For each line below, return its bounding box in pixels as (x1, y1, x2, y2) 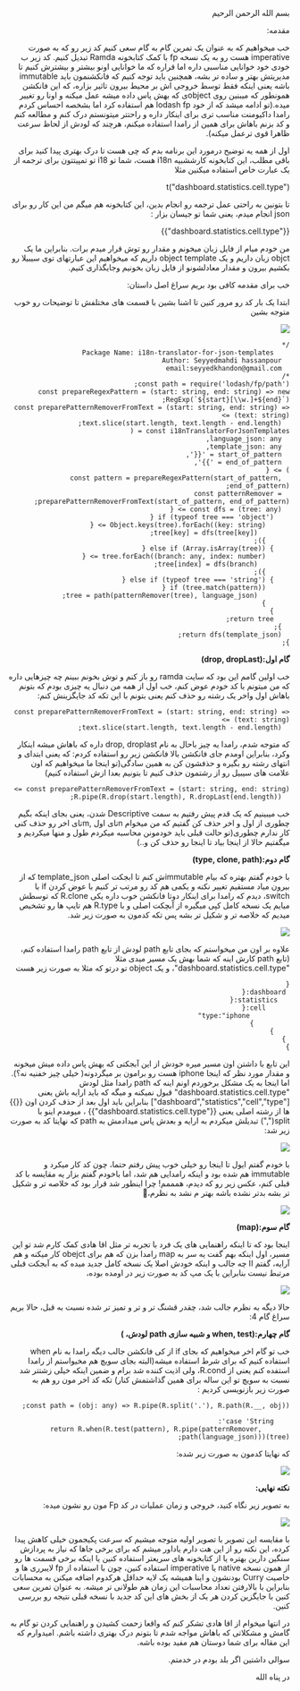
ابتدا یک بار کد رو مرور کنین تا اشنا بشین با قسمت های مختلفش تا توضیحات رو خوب (13, 297, 290, 307)
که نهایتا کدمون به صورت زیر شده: (176, 1448, 290, 1458)
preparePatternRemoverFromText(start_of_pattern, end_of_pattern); (33, 497, 290, 506)
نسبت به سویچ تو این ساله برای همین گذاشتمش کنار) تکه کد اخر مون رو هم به (31, 1374, 290, 1385)
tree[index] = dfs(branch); (154, 559, 258, 568)
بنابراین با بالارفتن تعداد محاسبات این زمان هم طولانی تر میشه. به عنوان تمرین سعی (12, 1582, 290, 1592)
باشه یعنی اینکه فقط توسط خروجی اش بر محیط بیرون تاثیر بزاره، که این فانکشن (21, 81, 290, 90)
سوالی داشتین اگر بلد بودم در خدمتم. (168, 1654, 290, 1664)
